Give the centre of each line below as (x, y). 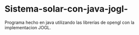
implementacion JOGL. (28, 27)
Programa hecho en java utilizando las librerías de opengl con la (69, 22)
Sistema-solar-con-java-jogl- (66, 9)
